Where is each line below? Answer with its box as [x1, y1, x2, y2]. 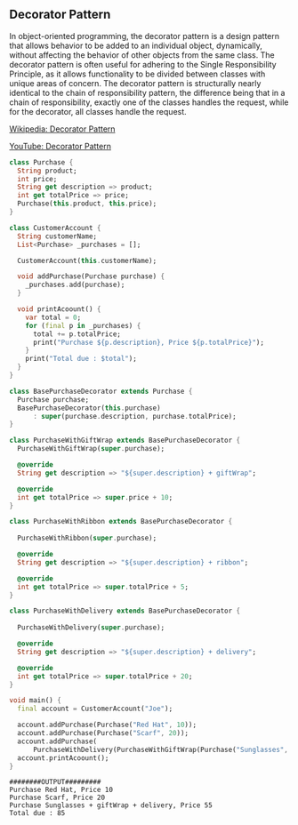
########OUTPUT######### [9, 778, 101, 787]
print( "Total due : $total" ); [25, 355, 138, 364]
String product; [17, 166, 77, 175]
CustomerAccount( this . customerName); [17, 256, 157, 265]
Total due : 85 [9, 809, 66, 818]
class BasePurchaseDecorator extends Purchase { [9, 387, 193, 396]
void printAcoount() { [17, 305, 101, 314]
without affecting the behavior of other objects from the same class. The [9, 49, 275, 60]
